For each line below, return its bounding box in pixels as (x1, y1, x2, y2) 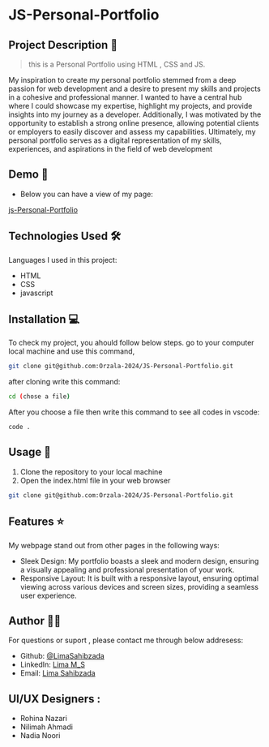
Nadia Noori (19, 731, 61, 741)
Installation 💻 (8, 312, 80, 326)
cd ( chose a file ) (8, 393, 70, 401)
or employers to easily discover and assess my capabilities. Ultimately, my (8, 127, 257, 136)
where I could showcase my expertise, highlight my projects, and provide (8, 101, 253, 110)
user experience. (19, 590, 77, 600)
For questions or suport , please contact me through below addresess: (8, 635, 244, 646)
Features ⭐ (8, 515, 65, 529)
